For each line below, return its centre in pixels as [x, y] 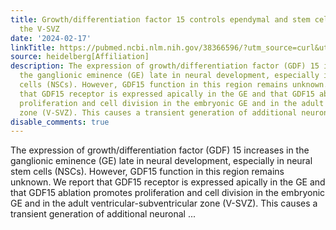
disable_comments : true [60, 122]
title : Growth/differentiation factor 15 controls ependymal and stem [160, 19]
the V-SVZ [39, 29]
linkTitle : [33, 47]
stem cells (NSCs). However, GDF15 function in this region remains [147, 172]
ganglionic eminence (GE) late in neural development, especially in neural [161, 161]
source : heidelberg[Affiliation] [80, 57]
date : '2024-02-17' [51, 38]
